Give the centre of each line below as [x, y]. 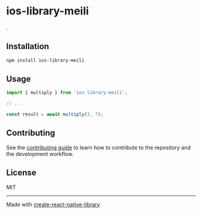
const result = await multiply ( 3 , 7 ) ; [55, 114]
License [21, 173]
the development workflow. [40, 153]
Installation [28, 46]
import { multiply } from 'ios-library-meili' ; [67, 93]
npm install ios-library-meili [45, 60]
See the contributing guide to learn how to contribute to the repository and [99, 147]
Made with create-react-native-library [53, 204]
